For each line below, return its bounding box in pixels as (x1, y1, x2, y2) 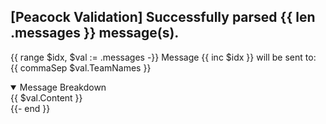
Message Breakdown (19, 81, 107, 93)
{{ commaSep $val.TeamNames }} (10, 61, 152, 74)
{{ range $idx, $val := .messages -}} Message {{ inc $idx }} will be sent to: (10, 51, 317, 63)
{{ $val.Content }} (10, 91, 83, 104)
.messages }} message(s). (10, 25, 180, 42)
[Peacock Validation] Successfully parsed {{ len (10, 9, 316, 26)
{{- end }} (10, 102, 51, 114)
